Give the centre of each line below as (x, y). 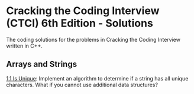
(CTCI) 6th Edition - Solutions (80, 23)
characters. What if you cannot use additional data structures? (82, 85)
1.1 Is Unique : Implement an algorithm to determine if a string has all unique (97, 78)
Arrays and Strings (42, 64)
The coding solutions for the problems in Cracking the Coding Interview (93, 39)
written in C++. (25, 46)
